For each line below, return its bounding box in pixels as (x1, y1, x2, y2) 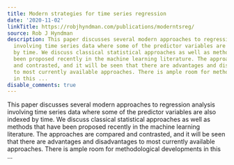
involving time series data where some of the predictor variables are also (7, 108, 217, 116)
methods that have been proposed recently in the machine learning (7, 123, 201, 131)
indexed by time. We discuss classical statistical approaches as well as (7, 116, 211, 124)
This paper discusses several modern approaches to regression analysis (7, 100, 216, 109)
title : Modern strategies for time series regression (7, 10, 167, 17)
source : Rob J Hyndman (7, 29, 73, 37)
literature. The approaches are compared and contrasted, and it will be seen (7, 130, 226, 139)
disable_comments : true (7, 81, 77, 88)
